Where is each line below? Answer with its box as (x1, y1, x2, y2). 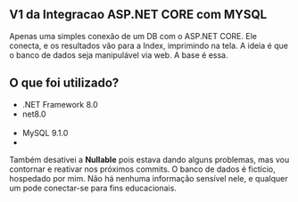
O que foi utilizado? (9, 76, 120, 91)
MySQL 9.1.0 (21, 127, 69, 138)
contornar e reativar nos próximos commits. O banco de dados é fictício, (9, 164, 276, 174)
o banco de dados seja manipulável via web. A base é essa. (9, 49, 228, 61)
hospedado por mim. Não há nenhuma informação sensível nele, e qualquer (9, 173, 288, 183)
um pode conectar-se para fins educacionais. (9, 182, 177, 193)
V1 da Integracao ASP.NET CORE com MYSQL (9, 7, 268, 22)
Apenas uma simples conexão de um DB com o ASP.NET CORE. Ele (9, 30, 257, 41)
